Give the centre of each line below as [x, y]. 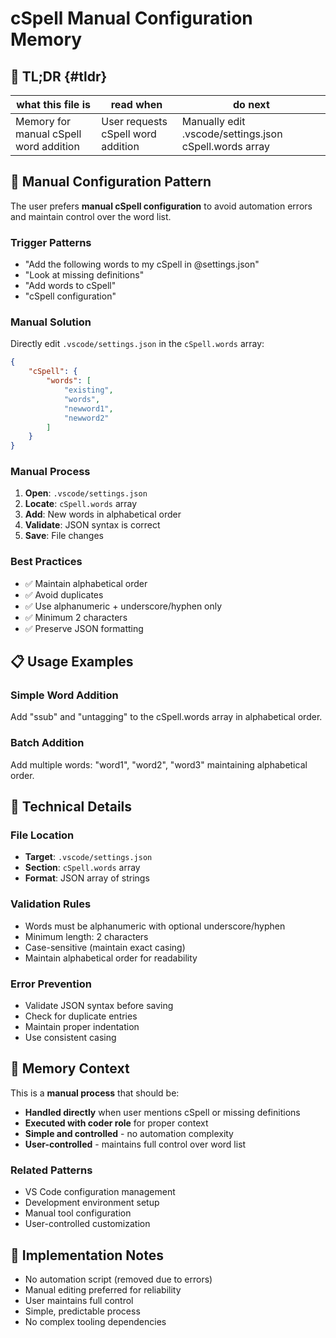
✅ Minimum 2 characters [76, 617]
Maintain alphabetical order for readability [111, 958]
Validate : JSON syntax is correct [92, 525]
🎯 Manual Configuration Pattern [111, 182]
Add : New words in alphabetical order [103, 514]
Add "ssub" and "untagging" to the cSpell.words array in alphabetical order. [166, 717]
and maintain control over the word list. [91, 216]
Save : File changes [64, 536]
